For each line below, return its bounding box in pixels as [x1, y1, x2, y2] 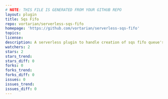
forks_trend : [5, 68, 32, 73]
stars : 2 [5, 49, 23, 54]
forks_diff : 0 [5, 72, 35, 77]
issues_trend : [5, 81, 35, 86]
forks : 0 [5, 63, 23, 68]
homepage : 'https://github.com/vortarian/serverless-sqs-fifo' [5, 26, 140, 31]
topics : [5, 30, 21, 35]
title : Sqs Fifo [5, 16, 39, 21]
